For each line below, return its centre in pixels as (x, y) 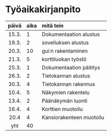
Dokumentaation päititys (71, 67)
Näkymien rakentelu (66, 92)
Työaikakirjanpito (43, 9)
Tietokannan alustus (66, 76)
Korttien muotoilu (62, 109)
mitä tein (52, 26)
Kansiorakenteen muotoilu (73, 117)
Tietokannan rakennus (68, 84)
